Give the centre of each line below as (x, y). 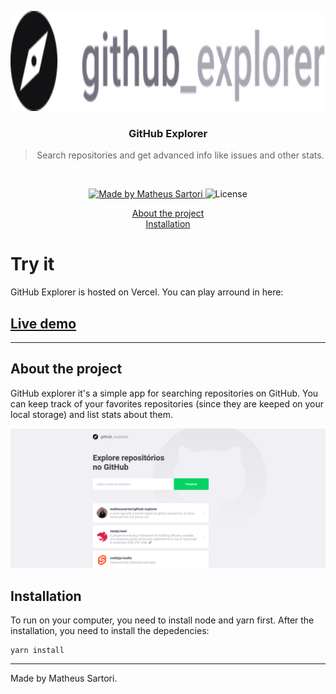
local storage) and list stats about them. (92, 414)
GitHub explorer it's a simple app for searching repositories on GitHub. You (164, 393)
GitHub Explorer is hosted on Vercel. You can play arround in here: (147, 292)
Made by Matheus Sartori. (64, 678)
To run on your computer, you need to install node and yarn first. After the (162, 620)
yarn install (37, 651)
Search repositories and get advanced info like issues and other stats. (180, 155)
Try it (32, 264)
